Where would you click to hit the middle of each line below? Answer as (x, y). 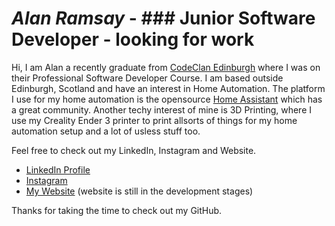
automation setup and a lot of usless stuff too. (106, 131)
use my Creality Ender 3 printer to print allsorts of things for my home (154, 120)
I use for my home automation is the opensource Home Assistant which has (167, 99)
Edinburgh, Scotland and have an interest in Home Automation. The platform (168, 88)
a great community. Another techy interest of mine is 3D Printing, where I (161, 109)
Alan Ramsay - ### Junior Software (163, 18)
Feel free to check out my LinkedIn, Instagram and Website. (134, 150)
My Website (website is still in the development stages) (139, 191)
